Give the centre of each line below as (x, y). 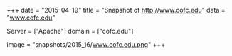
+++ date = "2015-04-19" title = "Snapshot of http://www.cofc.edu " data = (116, 10)
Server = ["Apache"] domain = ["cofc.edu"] (70, 31)
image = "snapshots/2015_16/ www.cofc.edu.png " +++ (86, 44)
